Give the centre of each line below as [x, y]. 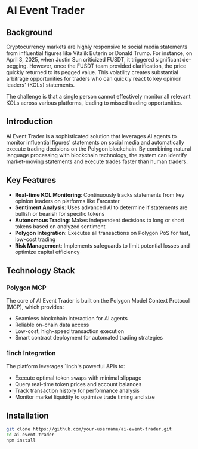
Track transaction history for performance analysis [77, 390]
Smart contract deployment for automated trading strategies [89, 338]
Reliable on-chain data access [52, 325]
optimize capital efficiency [47, 252]
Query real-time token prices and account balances [78, 384]
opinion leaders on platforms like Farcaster [67, 201]
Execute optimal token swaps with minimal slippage [78, 378]
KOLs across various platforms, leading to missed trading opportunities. [94, 103]
